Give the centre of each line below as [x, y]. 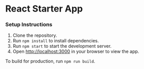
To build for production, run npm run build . [50, 61]
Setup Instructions [29, 25]
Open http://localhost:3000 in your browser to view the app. [76, 51]
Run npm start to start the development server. [62, 46]
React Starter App [44, 9]
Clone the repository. [35, 35]
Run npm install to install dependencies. [56, 41]
